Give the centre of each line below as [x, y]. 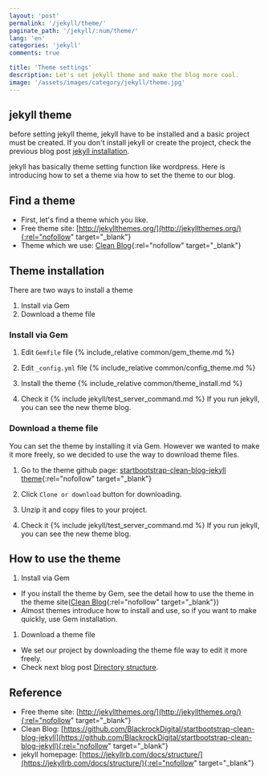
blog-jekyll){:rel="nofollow [64, 746]
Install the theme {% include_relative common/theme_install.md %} [132, 384]
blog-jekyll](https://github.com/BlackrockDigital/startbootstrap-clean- [136, 737]
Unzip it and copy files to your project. [84, 510]
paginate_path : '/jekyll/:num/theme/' [74, 30]
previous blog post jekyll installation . [69, 151]
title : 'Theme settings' [51, 68]
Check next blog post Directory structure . [89, 668]
